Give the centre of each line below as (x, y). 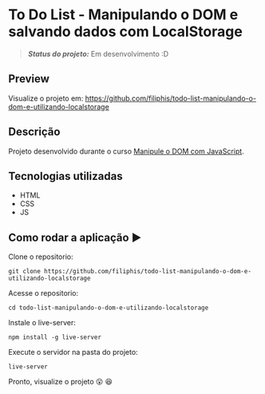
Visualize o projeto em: (46, 98)
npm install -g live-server (55, 337)
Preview (29, 79)
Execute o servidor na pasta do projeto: (73, 352)
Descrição (34, 132)
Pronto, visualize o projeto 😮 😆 (61, 382)
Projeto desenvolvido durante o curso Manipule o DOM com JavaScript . (127, 151)
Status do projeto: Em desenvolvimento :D (98, 54)
